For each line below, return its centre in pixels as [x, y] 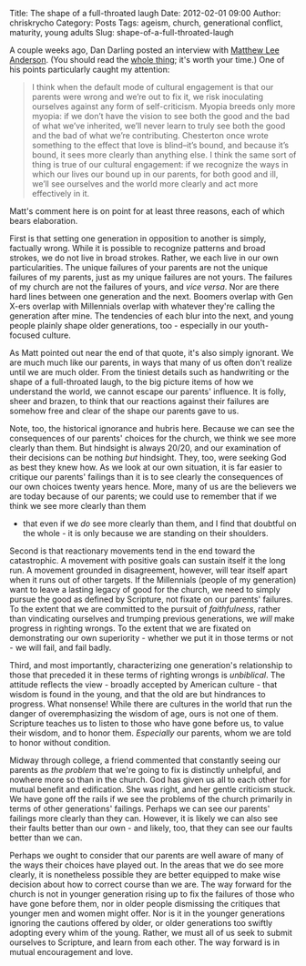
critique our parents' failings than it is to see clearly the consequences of [147, 477]
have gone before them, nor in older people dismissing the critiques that [145, 904]
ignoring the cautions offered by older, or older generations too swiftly [141, 923]
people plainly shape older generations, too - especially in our [126, 325]
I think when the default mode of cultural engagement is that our [153, 87]
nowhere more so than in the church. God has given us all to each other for [150, 779]
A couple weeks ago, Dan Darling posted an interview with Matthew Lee [144, 50]
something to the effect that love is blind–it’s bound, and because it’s [160, 145]
